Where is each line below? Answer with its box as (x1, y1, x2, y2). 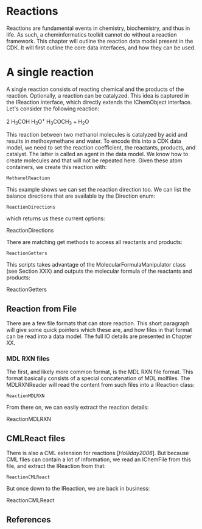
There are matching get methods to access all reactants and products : (6, 239, 183, 246)
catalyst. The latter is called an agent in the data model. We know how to (6, 151, 189, 158)
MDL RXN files (6, 354, 50, 363)
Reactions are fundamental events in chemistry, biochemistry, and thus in (6, 24, 190, 32)
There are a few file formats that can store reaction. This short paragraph (6, 320, 190, 327)
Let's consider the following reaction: (6, 105, 100, 112)
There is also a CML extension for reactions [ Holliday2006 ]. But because (6, 450, 189, 457)
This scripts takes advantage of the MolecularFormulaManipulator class (6, 261, 186, 268)
